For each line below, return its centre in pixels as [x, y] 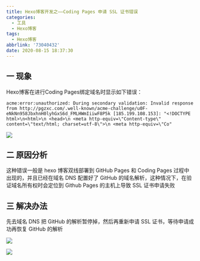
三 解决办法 [27, 206]
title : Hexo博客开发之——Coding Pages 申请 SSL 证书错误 [72, 12]
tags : [13, 34]
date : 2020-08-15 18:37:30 [40, 51]
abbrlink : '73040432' [33, 45]
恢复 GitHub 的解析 [40, 229]
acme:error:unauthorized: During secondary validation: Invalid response [100, 103]
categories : [21, 17]
